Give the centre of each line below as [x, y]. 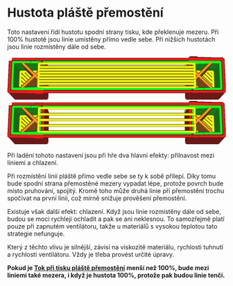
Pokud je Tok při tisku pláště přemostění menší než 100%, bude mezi [108, 267]
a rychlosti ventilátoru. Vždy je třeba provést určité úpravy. [91, 254]
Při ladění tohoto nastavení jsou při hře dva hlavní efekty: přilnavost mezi [111, 155]
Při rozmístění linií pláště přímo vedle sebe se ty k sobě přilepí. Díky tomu [112, 176]
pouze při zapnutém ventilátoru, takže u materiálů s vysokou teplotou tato [112, 226]
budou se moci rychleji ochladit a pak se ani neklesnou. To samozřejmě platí [116, 219]
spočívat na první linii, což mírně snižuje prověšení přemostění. [97, 198]
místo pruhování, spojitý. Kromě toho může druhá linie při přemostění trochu [116, 190]
